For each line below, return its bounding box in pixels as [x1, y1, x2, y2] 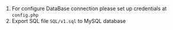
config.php [11, 12, 39, 18]
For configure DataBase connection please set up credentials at [11, 5, 167, 12]
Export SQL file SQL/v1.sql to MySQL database [11, 18, 126, 24]
